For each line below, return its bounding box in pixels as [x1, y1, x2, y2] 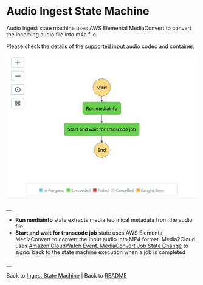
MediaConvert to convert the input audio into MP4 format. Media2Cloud [15, 236, 196, 243]
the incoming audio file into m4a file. [6, 30, 98, 38]
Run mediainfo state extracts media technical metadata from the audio [15, 216, 193, 224]
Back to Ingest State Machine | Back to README [6, 272, 127, 280]
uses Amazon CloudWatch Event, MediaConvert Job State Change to [15, 242, 188, 250]
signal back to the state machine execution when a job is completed [15, 249, 185, 256]
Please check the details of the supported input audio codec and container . [6, 43, 195, 50]
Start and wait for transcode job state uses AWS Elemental [15, 229, 164, 236]
